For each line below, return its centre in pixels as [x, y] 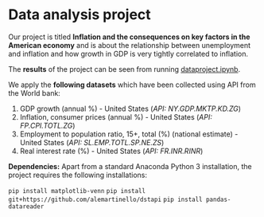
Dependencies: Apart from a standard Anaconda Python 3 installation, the [130, 166]
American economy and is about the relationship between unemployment [130, 45]
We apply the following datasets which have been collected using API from [132, 85]
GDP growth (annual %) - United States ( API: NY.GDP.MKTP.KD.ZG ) [130, 108]
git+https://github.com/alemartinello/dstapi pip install [105, 199]
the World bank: [35, 93]
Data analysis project [80, 15]
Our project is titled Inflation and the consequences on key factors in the [129, 37]
